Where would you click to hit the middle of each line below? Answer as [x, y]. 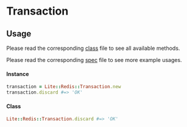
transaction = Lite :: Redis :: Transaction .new [64, 87]
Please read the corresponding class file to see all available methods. [93, 48]
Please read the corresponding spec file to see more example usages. [94, 60]
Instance [18, 74]
